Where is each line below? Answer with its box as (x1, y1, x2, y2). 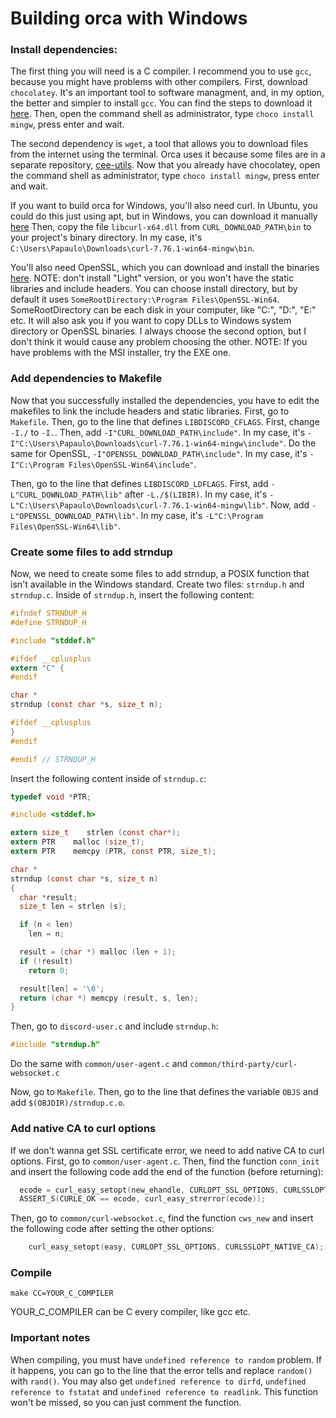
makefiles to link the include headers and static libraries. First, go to (10, 405, 290, 417)
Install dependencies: (10, 43, 118, 57)
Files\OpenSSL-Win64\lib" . (10, 520, 121, 532)
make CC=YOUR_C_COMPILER (10, 1288, 114, 1299)
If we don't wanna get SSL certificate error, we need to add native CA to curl (10, 1144, 325, 1156)
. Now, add (265, 498, 310, 511)
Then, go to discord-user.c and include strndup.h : (10, 1020, 219, 1032)
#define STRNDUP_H (10, 617, 87, 627)
